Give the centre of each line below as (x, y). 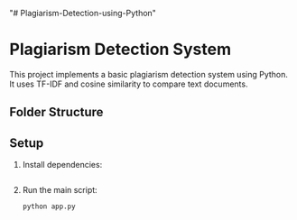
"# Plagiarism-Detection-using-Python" (83, 13)
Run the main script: (60, 190)
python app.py (49, 206)
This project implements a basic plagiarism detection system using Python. (149, 74)
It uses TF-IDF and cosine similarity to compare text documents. (129, 84)
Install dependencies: (62, 165)
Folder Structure (56, 112)
